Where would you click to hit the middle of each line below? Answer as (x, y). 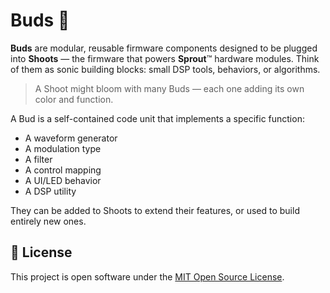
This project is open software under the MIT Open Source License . (147, 276)
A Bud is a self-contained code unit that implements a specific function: (157, 118)
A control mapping (63, 170)
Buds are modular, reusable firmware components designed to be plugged (164, 48)
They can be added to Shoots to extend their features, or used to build (155, 210)
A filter (38, 159)
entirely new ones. (48, 221)
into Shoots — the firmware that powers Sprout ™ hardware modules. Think (165, 58)
